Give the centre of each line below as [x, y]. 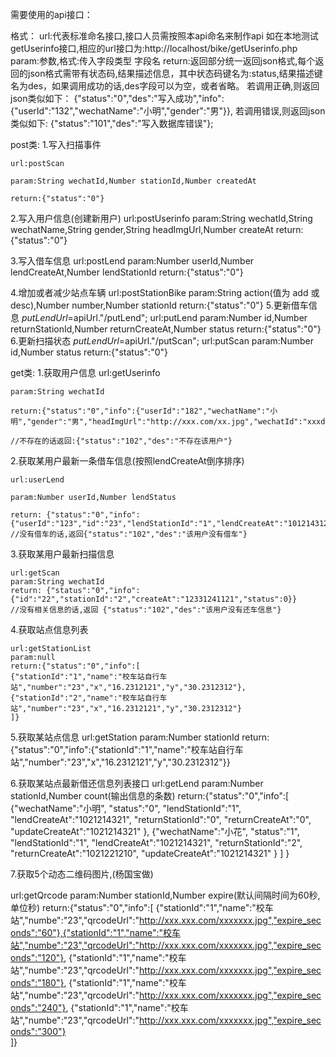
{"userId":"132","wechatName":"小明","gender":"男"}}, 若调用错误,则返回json [168, 111]
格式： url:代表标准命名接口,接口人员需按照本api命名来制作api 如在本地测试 [164, 36]
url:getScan [35, 573]
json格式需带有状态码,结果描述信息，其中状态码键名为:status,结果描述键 [175, 73]
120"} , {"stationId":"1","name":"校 [109, 957]
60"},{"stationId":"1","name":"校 [107, 932]
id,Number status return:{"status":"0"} [89, 352]
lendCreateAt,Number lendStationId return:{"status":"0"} [127, 272]
